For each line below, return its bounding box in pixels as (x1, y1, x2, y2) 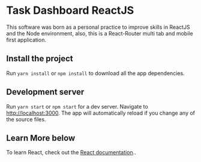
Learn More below (6, 133, 76, 143)
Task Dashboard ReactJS (6, 4, 134, 17)
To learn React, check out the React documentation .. (6, 149, 136, 156)
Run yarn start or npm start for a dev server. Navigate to (6, 103, 148, 110)
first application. (6, 36, 47, 43)
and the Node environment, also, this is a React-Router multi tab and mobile (6, 29, 193, 37)
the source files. (6, 115, 46, 123)
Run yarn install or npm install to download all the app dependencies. (6, 70, 185, 77)
